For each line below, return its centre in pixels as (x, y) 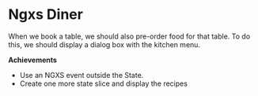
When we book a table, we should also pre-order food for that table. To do (129, 36)
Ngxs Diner (46, 15)
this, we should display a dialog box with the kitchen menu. (104, 44)
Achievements (33, 60)
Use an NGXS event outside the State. (82, 75)
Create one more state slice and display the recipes (104, 83)
